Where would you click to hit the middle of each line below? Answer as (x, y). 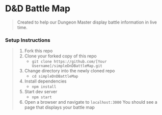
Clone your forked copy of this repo (60, 56)
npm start (42, 97)
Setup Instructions (28, 40)
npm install (44, 87)
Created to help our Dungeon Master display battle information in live (87, 22)
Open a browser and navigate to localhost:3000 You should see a (91, 102)
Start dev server (41, 92)
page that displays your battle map (59, 107)
